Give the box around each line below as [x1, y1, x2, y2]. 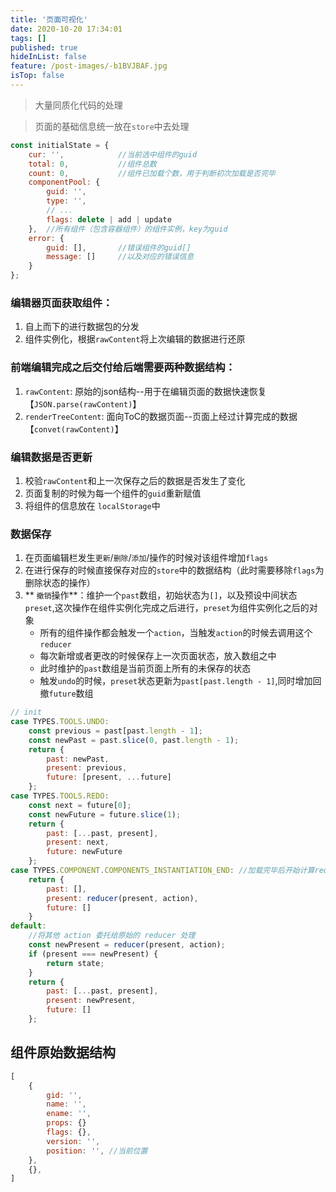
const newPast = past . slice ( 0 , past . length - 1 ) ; [28, 735, 240, 745]
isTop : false [10, 71, 65, 81]
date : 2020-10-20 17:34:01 [10, 24, 123, 34]
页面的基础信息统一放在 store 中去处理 [34, 120, 190, 132]
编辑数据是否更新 [10, 450, 93, 464]
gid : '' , [46, 1090, 83, 1100]
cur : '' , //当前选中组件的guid [28, 149, 198, 160]
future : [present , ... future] [46, 772, 172, 783]
